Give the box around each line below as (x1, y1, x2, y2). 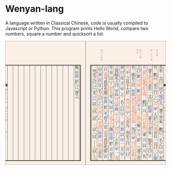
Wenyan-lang (5, 3, 64, 15)
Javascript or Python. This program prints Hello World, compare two (5, 25, 149, 31)
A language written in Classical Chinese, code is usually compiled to (5, 20, 149, 26)
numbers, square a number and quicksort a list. (5, 31, 104, 37)
